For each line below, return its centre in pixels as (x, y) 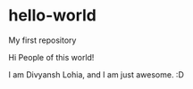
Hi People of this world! (51, 57)
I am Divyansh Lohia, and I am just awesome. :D (96, 74)
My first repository (42, 40)
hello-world (53, 16)
